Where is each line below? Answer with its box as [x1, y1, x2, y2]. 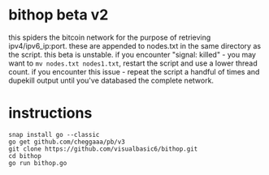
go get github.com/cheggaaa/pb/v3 [8, 138, 126, 146]
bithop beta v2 [8, 6, 109, 24]
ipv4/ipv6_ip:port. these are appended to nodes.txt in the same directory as [8, 41, 262, 50]
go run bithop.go [8, 159, 67, 167]
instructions [8, 104, 93, 122]
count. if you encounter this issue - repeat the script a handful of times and [8, 66, 260, 76]
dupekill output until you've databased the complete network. [8, 75, 214, 85]
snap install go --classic [8, 130, 100, 139]
